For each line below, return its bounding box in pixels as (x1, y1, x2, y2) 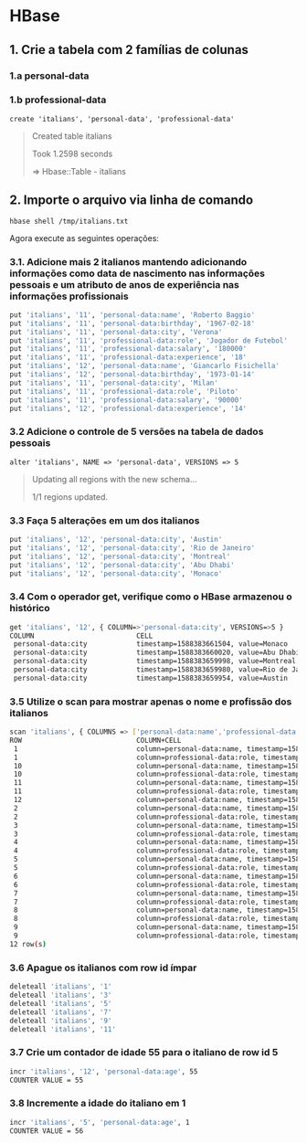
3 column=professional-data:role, (13, 829, 259, 839)
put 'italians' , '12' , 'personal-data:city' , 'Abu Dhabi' (9, 560, 235, 569)
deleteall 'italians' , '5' (9, 999, 112, 1008)
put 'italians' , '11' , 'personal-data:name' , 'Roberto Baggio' (9, 310, 256, 320)
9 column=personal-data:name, (13, 923, 244, 932)
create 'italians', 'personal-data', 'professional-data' (9, 114, 235, 123)
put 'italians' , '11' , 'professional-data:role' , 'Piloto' (9, 386, 239, 396)
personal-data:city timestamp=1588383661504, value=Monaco (13, 640, 288, 649)
